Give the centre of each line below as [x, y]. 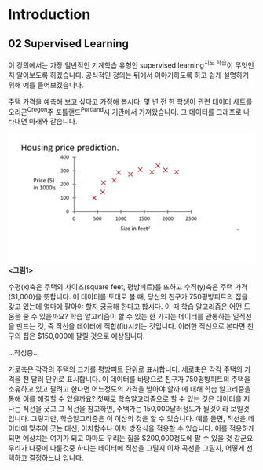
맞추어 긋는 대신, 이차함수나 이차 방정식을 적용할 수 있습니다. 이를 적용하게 [142, 428]
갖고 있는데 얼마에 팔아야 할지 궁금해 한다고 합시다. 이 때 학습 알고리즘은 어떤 [125, 307]
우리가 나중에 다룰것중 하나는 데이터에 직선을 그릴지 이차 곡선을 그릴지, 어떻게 [126, 448]
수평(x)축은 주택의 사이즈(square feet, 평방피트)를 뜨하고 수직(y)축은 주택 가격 [128, 287]
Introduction [49, 15]
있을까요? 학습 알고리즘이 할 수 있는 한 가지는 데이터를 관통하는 [135, 317]
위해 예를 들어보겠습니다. [46, 85]
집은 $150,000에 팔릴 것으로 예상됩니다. [84, 336]
